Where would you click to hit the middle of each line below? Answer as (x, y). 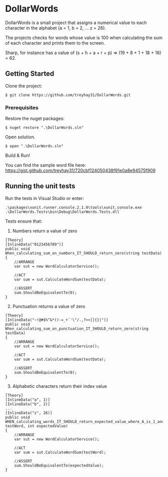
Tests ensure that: (24, 221)
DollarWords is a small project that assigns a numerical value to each (76, 23)
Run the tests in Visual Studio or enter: (44, 198)
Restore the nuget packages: (35, 119)
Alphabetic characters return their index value (60, 386)
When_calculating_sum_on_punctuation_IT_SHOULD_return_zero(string (77, 329)
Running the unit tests (40, 186)
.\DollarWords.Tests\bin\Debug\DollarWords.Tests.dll (62, 212)
